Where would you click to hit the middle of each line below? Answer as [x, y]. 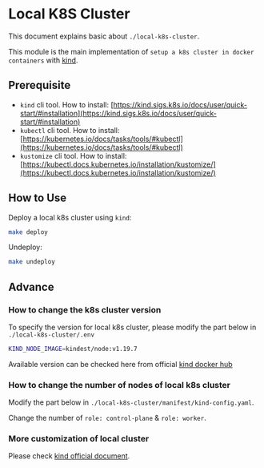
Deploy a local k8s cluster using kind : [70, 217]
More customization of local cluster [79, 439]
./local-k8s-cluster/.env [51, 335]
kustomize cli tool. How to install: [73, 155]
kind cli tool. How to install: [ [66, 104]
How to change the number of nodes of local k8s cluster [119, 385]
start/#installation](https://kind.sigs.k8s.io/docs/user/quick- [118, 113]
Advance [31, 286]
